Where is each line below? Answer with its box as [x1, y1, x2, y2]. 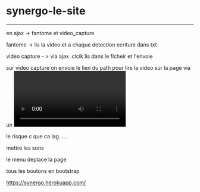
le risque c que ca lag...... [6, 132, 68, 140]
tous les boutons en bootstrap [6, 167, 80, 174]
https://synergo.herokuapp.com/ [6, 179, 86, 186]
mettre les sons [6, 144, 45, 151]
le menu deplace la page [6, 156, 67, 163]
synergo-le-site [6, 4, 86, 18]
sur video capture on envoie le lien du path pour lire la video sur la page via [6, 64, 191, 71]
